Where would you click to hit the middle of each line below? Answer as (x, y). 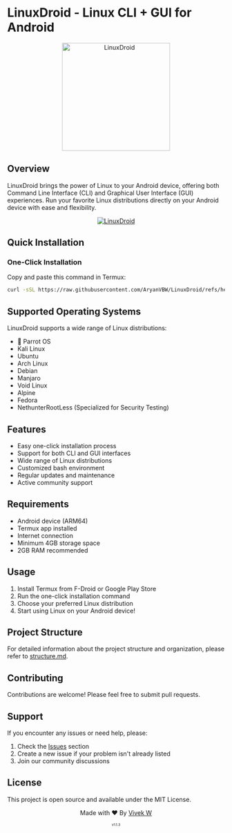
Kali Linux (31, 349)
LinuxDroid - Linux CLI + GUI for (99, 13)
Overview (29, 169)
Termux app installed (47, 528)
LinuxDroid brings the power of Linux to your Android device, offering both (113, 185)
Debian (27, 371)
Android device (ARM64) (52, 521)
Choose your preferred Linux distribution (75, 603)
